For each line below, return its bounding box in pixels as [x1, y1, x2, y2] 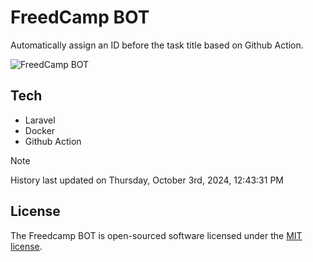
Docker [24, 124, 56, 136]
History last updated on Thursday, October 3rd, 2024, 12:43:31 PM [10, 174, 284, 186]
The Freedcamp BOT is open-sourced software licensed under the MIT [10, 229, 303, 241]
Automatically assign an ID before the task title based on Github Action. [10, 39, 304, 51]
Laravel [24, 114, 56, 126]
